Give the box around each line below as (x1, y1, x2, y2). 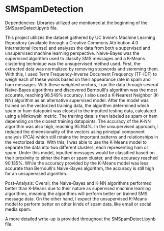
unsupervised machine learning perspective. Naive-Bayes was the (5, 50, 139, 56)
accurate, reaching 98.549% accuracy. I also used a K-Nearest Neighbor (5, 92, 152, 98)
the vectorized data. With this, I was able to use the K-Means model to (5, 139, 147, 145)
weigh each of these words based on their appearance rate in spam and (5, 76, 151, 82)
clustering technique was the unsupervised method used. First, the (5, 61, 141, 66)
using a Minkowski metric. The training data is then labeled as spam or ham (5, 113, 158, 119)
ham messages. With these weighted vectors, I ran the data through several (5, 81, 158, 87)
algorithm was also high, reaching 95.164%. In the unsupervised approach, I (5, 123, 159, 129)
